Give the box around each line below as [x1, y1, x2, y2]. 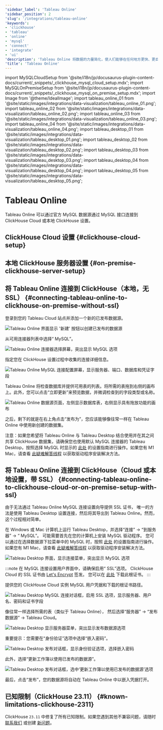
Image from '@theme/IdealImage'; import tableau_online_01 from [5, 95, 134, 101]
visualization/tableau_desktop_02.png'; [5, 147, 83, 153]
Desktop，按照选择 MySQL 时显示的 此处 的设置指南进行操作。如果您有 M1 [5, 444, 154, 450]
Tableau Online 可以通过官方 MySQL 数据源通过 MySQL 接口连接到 [5, 212, 138, 218]
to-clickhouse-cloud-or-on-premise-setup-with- [5, 483, 157, 491]
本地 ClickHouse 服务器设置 [5, 259, 89, 267]
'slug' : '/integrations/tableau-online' [5, 16, 88, 21]
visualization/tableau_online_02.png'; [5, 111, 79, 117]
